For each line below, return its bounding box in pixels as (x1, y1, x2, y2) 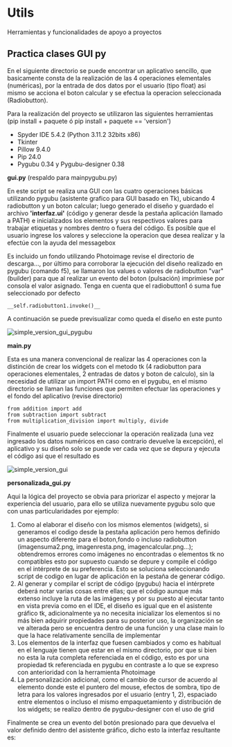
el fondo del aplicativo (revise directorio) (7, 391, 123, 400)
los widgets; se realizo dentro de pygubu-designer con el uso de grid (17, 705, 215, 713)
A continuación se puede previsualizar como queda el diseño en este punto (7, 314, 223, 322)
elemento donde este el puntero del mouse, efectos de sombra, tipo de (17, 682, 220, 691)
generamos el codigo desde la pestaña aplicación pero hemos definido (17, 527, 220, 536)
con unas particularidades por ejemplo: (7, 507, 119, 515)
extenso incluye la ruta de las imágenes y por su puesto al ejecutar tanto (17, 594, 224, 602)
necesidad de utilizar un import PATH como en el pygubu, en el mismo (7, 377, 208, 385)
